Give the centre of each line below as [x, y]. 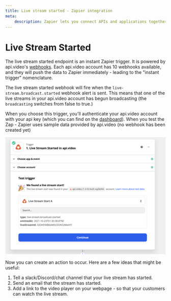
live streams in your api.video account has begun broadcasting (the [76, 98]
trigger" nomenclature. [29, 78]
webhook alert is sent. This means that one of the [113, 93]
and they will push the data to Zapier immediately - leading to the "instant [82, 72]
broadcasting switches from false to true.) [49, 104]
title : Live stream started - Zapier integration [59, 11]
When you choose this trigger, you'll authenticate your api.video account [81, 114]
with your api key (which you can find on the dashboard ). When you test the [85, 119]
